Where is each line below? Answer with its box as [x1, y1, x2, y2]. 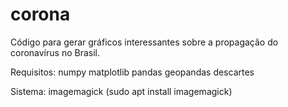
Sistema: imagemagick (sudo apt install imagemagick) [10, 85, 233, 97]
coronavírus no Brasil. [10, 46, 100, 58]
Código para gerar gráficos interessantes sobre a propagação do [10, 36, 279, 48]
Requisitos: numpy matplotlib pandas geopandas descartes [10, 66, 255, 78]
